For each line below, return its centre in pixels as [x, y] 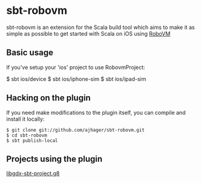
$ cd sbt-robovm [27, 135]
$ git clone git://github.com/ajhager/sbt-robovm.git [76, 130]
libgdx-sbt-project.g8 [33, 173]
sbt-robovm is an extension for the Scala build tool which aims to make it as [100, 27]
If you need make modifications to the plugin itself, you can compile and [96, 112]
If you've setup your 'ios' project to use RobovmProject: [76, 67]
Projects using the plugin [54, 159]
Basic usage [30, 53]
